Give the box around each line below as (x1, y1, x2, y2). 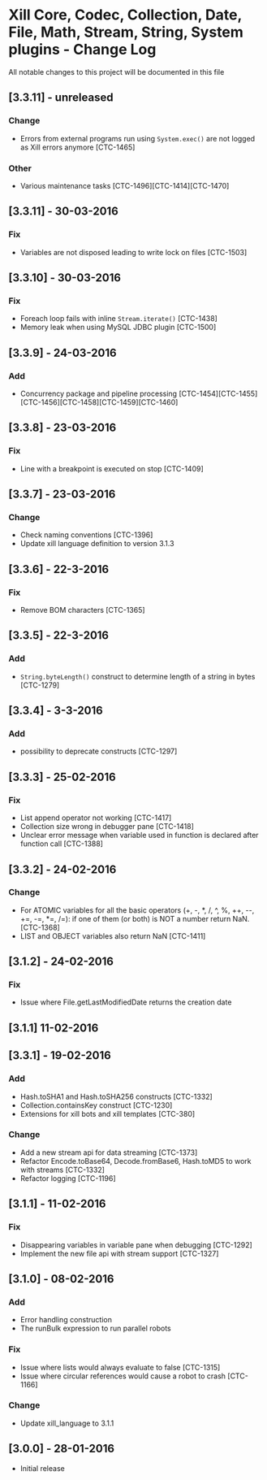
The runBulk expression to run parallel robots (19, 1323, 172, 1334)
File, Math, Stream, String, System (8, 23, 243, 41)
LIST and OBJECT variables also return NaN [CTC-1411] (19, 931, 206, 940)
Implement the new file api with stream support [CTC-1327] (19, 1248, 219, 1258)
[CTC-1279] (19, 680, 60, 690)
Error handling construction (19, 1315, 112, 1325)
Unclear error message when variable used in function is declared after (19, 831, 259, 840)
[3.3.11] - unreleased (8, 91, 114, 105)
